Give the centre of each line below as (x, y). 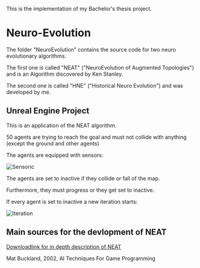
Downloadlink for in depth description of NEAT (64, 246)
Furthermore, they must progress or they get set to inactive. (80, 190)
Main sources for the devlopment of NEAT (86, 232)
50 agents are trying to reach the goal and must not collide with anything (96, 137)
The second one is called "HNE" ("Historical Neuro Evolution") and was (95, 85)
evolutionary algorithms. (36, 56)
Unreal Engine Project (48, 111)
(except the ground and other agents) (53, 143)
